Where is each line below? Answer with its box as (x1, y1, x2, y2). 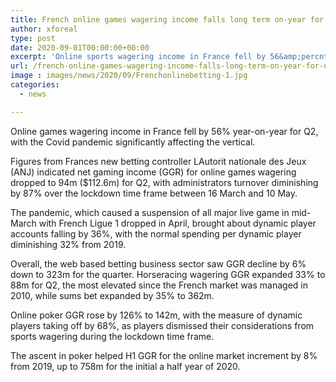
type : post (10, 33, 56, 43)
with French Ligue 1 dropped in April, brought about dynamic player (38, 217, 317, 229)
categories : (10, 80, 60, 90)
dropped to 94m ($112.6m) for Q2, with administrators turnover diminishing (10, 176, 319, 188)
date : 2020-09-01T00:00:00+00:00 (10, 42, 150, 53)
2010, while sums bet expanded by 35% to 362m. (10, 289, 215, 301)
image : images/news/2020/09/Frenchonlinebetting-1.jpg (10, 71, 248, 81)
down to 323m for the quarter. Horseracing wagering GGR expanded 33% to (10, 268, 326, 280)
